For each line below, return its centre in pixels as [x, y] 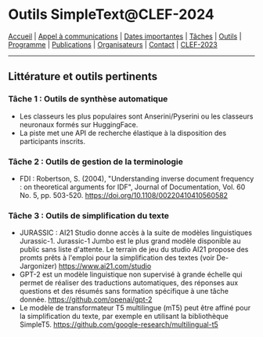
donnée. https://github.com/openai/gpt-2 [86, 299]
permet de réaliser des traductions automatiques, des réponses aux [129, 283]
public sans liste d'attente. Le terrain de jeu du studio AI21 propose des [134, 250]
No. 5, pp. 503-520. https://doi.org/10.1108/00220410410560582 [124, 195]
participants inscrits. [52, 141]
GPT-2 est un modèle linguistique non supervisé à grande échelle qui [131, 275]
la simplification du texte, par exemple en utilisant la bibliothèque [124, 317]
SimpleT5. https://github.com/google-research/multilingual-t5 [119, 324]
